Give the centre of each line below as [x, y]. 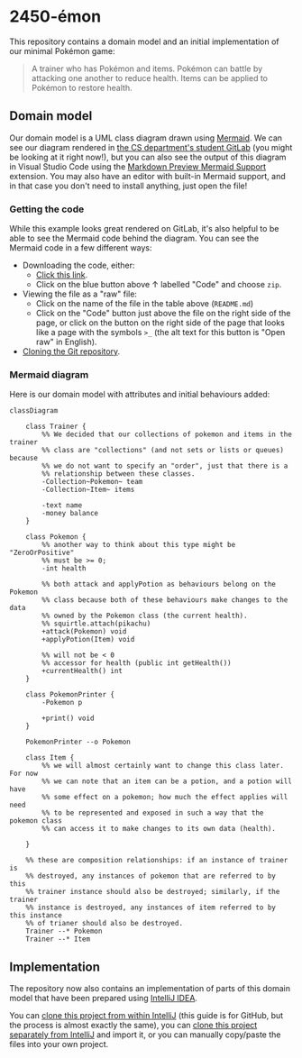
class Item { [50, 758]
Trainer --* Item [58, 939]
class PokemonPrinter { [70, 695]
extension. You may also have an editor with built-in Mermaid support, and [147, 176]
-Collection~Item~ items [88, 490]
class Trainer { [56, 427]
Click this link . [62, 275]
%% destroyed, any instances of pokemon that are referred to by [151, 876]
